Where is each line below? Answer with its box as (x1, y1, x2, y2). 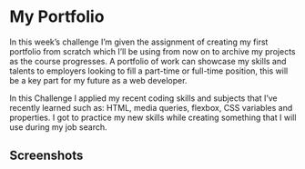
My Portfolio (9, 6, 105, 27)
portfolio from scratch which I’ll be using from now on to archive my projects (9, 45, 296, 56)
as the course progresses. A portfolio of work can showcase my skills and (9, 55, 287, 66)
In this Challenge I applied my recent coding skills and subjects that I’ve (9, 93, 278, 104)
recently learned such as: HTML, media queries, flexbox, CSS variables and (9, 102, 293, 113)
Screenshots (9, 148, 84, 164)
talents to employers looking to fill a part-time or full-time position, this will (9, 65, 289, 76)
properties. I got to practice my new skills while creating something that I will (9, 112, 297, 123)
